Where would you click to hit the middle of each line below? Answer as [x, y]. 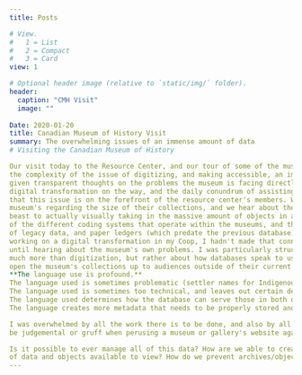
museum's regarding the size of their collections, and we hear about [144, 208]
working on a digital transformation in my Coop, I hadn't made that [142, 241]
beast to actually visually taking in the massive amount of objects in [148, 216]
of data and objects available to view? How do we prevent [122, 357]
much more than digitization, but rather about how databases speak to [146, 258]
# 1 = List [34, 42]
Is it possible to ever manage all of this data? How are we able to [142, 349]
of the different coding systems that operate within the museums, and [146, 225]
